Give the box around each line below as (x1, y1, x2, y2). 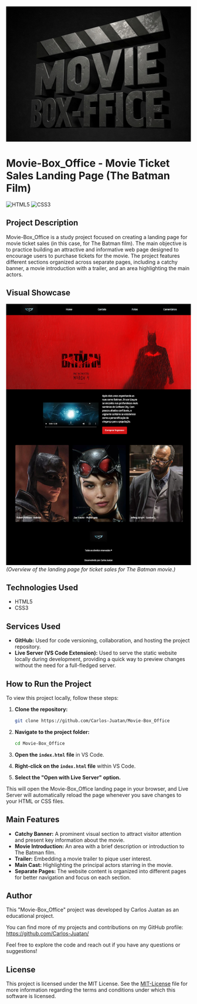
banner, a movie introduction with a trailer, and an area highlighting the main (6, 264, 190, 271)
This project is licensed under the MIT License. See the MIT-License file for (6, 980, 188, 988)
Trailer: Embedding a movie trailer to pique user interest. (14, 855, 152, 862)
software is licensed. (6, 993, 56, 1000)
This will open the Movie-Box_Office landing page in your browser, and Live (6, 785, 189, 792)
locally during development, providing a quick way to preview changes (14, 656, 186, 663)
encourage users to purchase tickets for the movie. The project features (6, 252, 180, 259)
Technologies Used (6, 583, 78, 593)
